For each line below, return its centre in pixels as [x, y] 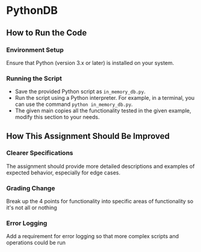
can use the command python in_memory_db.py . [74, 104]
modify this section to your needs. [57, 117]
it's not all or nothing [32, 207]
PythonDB [32, 11]
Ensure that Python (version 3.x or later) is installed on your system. [90, 63]
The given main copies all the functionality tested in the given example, [103, 111]
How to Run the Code [47, 33]
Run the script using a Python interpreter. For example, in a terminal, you [105, 98]
